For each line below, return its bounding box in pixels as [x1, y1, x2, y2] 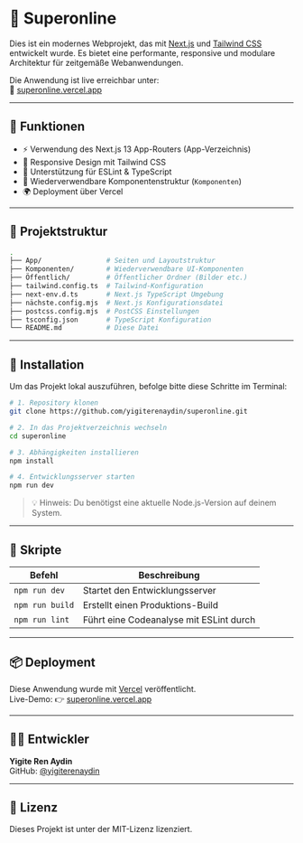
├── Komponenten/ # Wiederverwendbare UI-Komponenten [9, 265, 244, 274]
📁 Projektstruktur [9, 224, 108, 239]
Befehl [30, 568, 59, 581]
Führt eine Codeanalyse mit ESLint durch [82, 614, 256, 626]
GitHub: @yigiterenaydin [9, 765, 100, 776]
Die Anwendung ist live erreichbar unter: [9, 74, 160, 85]
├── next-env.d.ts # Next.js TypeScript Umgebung [9, 289, 224, 299]
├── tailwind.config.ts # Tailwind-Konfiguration [9, 282, 204, 291]
